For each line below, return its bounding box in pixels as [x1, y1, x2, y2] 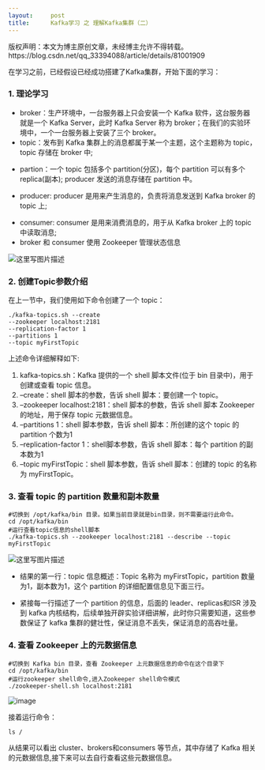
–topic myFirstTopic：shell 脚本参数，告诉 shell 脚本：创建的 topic [19, 459, 235, 469]
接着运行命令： [8, 712, 57, 722]
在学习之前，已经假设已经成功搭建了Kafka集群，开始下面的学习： [8, 66, 221, 76]
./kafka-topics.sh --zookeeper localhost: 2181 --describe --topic [8, 533, 231, 542]
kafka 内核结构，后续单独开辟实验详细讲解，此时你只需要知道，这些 [28, 608, 249, 617]
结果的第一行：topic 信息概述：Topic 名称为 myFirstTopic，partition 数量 [19, 572, 256, 581]
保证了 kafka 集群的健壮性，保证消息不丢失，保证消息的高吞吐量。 [26, 618, 242, 628]
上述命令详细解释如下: [8, 353, 80, 364]
